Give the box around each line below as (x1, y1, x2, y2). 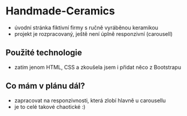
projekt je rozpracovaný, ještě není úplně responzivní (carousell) (14, 30, 173, 37)
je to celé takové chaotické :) (14, 103, 86, 110)
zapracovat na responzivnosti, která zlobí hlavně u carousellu (14, 97, 166, 104)
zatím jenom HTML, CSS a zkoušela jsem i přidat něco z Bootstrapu (14, 63, 181, 71)
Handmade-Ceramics (5, 4, 115, 18)
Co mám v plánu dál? (5, 81, 85, 91)
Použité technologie (5, 48, 82, 58)
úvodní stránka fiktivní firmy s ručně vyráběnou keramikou (14, 24, 158, 31)
